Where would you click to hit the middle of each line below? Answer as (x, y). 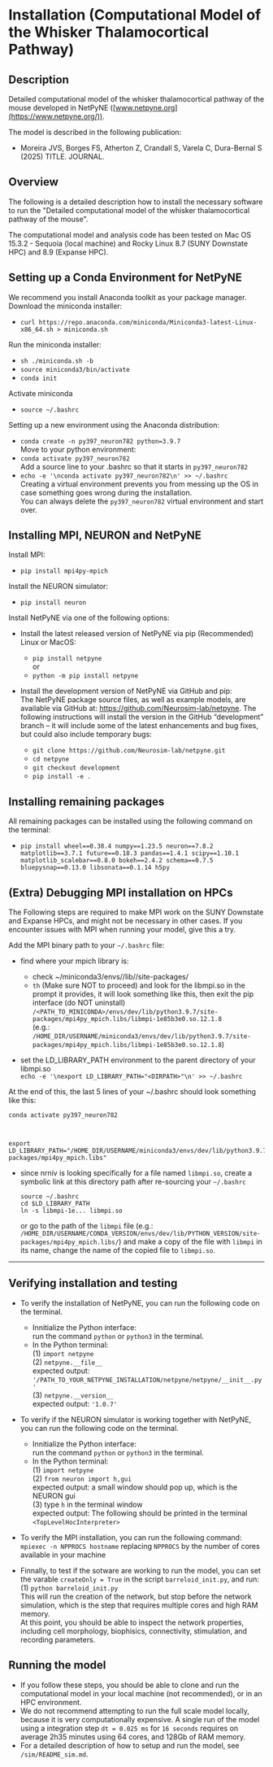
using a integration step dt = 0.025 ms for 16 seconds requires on (129, 1728)
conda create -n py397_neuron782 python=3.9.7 (100, 441)
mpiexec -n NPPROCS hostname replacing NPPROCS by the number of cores (140, 1546)
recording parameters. (58, 1639)
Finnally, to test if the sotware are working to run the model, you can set (141, 1570)
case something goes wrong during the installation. (106, 492)
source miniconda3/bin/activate (75, 369)
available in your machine (63, 1555)
